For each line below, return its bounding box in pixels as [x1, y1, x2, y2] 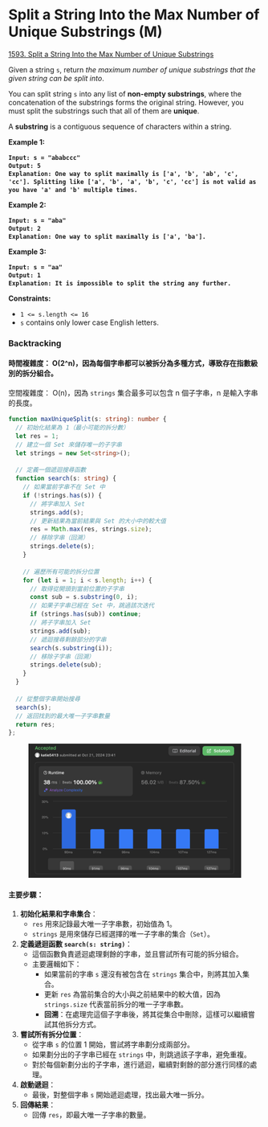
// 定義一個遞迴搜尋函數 [15, 466, 87, 474]
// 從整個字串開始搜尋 [15, 695, 80, 703]
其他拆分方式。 [51, 1019, 101, 1030]
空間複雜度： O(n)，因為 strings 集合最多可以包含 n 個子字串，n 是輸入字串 [8, 388, 258, 398]
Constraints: [8, 293, 51, 303]
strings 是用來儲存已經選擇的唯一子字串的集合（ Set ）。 [31, 929, 215, 939]
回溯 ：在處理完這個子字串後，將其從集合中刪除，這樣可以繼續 [43, 1010, 249, 1019]
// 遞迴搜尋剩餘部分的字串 [29, 635, 107, 644]
